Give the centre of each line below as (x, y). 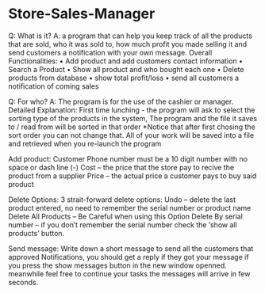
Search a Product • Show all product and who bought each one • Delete (126, 69)
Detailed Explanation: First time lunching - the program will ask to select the (132, 110)
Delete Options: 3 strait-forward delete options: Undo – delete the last (122, 200)
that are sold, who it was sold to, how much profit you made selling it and (128, 44)
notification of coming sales (54, 86)
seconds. (23, 282)
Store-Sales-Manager (82, 14)
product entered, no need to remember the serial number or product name (130, 207)
